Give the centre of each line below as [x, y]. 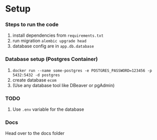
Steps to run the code [32, 25]
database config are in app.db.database [53, 46]
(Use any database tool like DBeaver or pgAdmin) [63, 85]
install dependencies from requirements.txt [58, 35]
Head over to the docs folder [35, 133]
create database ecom [34, 80]
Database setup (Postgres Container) [52, 59]
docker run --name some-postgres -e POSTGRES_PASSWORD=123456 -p [82, 71]
